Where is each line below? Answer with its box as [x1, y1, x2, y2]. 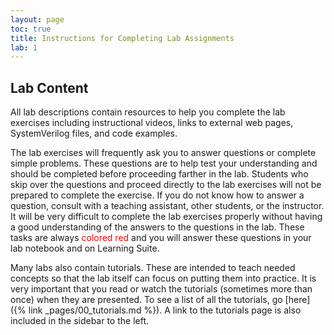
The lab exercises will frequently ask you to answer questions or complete [10, 147, 317, 159]
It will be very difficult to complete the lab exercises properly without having [10, 211, 323, 223]
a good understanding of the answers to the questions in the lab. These [10, 221, 305, 233]
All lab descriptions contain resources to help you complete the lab [10, 106, 286, 118]
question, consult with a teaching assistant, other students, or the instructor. [10, 200, 325, 212]
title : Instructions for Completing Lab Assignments [10, 33, 235, 43]
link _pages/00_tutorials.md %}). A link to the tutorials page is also [28, 304, 302, 316]
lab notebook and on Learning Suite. [10, 242, 160, 255]
